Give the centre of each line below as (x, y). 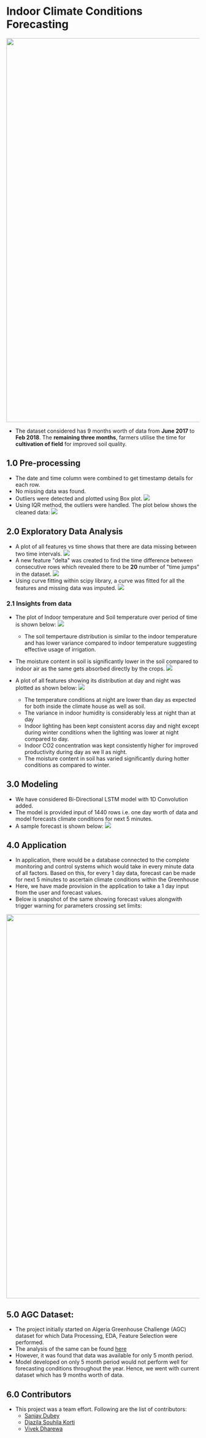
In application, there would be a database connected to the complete (102, 860)
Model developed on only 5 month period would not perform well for (101, 1362)
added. (24, 806)
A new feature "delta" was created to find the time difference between (104, 560)
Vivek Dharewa (44, 1429)
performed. (29, 1342)
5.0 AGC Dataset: (40, 1314)
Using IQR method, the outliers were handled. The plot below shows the (106, 505)
